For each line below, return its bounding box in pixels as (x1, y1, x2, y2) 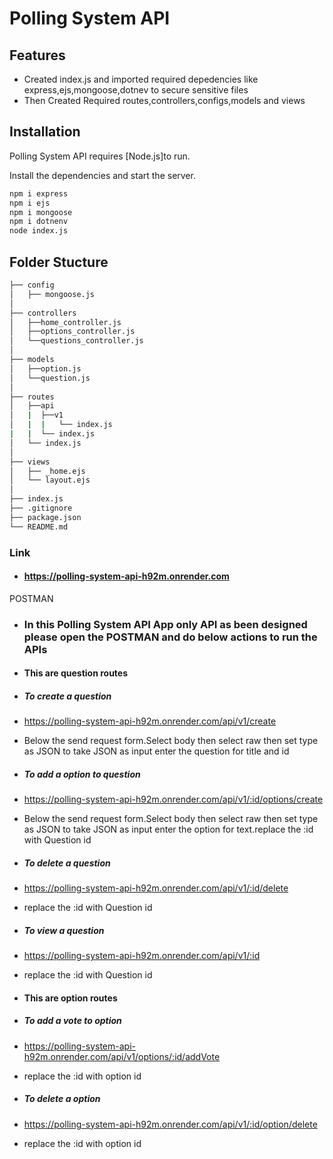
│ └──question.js (9, 373, 91, 383)
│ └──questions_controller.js (9, 336, 144, 346)
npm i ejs (9, 198, 51, 208)
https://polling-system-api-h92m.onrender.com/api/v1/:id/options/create (23, 793, 324, 806)
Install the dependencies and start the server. (9, 169, 196, 181)
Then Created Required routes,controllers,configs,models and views (23, 95, 306, 106)
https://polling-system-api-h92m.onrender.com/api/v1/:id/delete (23, 882, 289, 894)
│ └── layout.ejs (9, 475, 91, 486)
